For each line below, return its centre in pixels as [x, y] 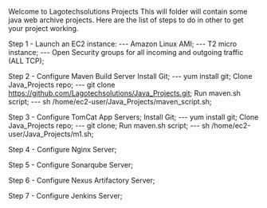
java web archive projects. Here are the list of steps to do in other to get [126, 20]
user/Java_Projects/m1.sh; [51, 134]
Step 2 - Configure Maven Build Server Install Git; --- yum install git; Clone [130, 76]
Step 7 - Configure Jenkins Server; [65, 196]
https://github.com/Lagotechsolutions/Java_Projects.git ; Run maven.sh [125, 93]
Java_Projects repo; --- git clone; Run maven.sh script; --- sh [109, 126]
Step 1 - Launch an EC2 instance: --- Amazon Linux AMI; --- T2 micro [123, 44]
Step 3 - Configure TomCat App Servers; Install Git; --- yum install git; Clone [133, 117]
